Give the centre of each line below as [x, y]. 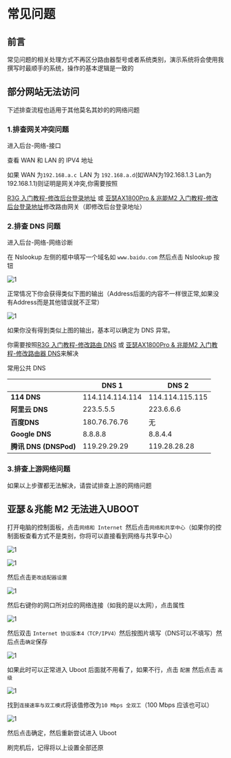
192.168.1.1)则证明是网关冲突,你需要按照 [63, 184]
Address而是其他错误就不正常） [58, 302]
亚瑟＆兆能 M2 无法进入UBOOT [73, 509]
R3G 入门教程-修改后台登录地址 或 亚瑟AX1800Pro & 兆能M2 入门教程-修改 [113, 198]
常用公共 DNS [26, 368]
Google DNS [31, 434]
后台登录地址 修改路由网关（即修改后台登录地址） [76, 207]
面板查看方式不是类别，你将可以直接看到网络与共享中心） [94, 536]
